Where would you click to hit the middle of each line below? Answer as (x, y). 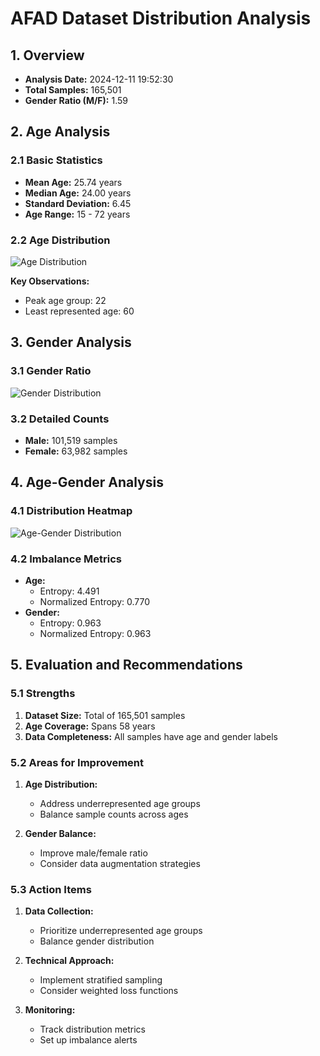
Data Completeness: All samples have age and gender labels (151, 736)
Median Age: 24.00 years (78, 193)
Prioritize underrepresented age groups (121, 931)
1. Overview (47, 55)
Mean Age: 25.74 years (73, 182)
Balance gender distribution (97, 941)
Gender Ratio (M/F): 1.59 (76, 100)
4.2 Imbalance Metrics (66, 559)
